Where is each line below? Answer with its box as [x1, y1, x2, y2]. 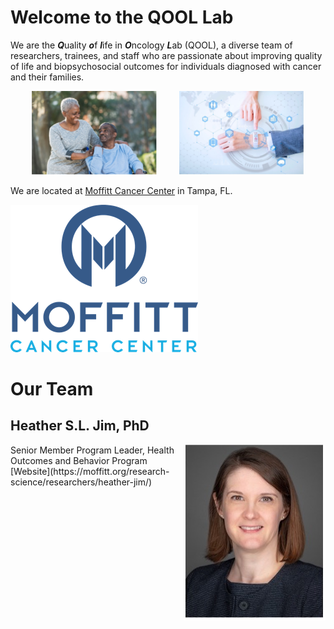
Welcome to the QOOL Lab [10, 6, 234, 29]
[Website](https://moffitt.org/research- [10, 465, 170, 477]
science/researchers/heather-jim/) [10, 476, 153, 488]
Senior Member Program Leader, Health [10, 444, 175, 456]
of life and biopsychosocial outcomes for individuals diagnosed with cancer [10, 60, 322, 72]
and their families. [10, 71, 85, 83]
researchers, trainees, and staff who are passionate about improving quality [10, 49, 323, 61]
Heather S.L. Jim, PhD [10, 417, 150, 435]
